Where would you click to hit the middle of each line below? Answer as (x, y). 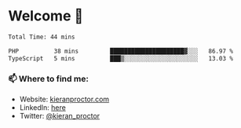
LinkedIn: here (43, 107)
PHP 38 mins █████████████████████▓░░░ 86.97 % (121, 51)
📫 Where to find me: (48, 79)
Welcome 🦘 (46, 16)
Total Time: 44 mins (42, 37)
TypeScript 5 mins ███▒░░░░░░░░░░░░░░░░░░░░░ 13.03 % (121, 58)
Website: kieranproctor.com (64, 99)
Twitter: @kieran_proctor (60, 115)
